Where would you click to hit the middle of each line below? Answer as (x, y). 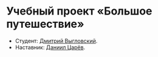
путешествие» (45, 24)
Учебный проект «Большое (79, 11)
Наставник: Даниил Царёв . (50, 47)
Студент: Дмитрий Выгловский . (56, 41)
